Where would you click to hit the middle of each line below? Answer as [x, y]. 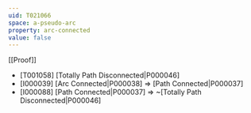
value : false [30, 38]
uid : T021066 [30, 15]
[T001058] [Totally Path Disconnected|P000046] [100, 75]
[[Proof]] [23, 60]
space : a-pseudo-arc [42, 23]
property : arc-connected [49, 30]
